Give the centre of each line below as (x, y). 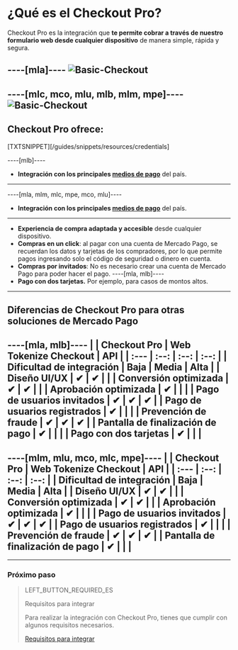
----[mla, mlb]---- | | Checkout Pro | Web (99, 345)
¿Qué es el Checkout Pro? (85, 13)
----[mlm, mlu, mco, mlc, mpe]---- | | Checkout (113, 458)
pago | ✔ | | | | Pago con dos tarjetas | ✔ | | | (104, 434)
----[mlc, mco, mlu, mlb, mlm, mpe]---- (96, 94)
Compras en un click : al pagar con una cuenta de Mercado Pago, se (118, 243)
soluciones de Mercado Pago (73, 321)
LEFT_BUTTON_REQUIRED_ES (69, 590)
